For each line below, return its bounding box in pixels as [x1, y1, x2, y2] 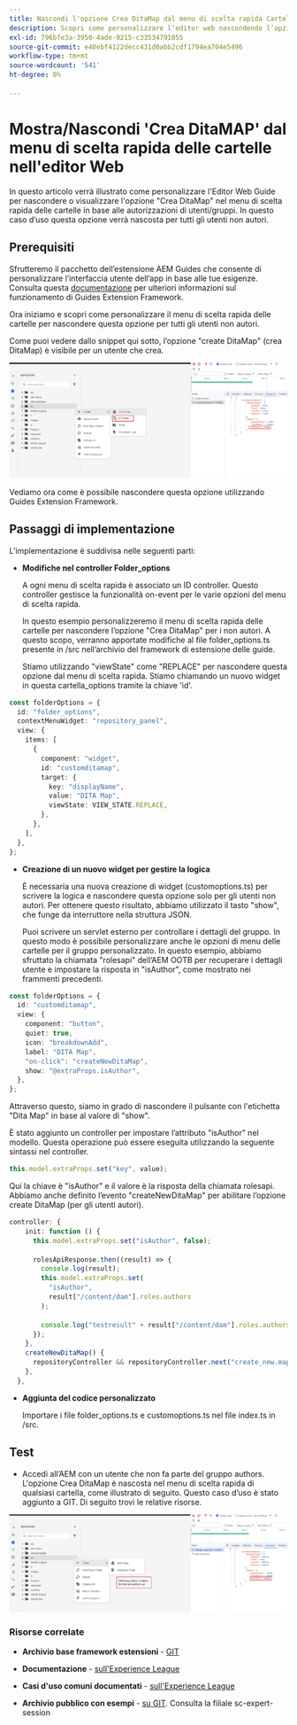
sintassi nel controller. [9, 1146, 89, 1157]
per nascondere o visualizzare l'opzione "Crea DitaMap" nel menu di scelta [9, 195, 283, 206]
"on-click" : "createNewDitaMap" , [25, 1057, 148, 1066]
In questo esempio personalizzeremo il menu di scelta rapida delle [21, 616, 263, 626]
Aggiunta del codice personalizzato [21, 1392, 156, 1403]
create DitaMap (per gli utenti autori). [9, 1200, 144, 1210]
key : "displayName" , [48, 782, 125, 791]
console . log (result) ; [41, 1264, 121, 1273]
